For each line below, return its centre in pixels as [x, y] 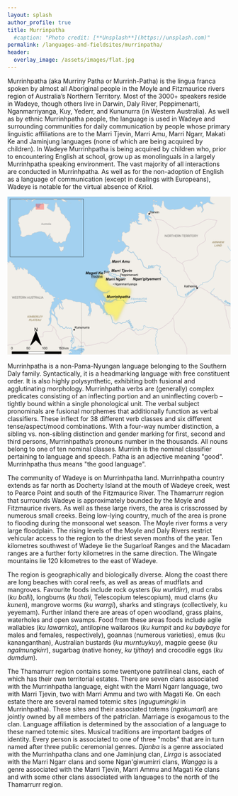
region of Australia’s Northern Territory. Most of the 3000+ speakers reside [117, 96]
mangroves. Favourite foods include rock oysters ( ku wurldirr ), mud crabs [115, 590]
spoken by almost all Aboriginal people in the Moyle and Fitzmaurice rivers [116, 88]
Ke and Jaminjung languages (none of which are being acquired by [105, 141]
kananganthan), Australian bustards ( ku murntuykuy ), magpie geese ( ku [112, 643]
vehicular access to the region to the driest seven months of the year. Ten [115, 538]
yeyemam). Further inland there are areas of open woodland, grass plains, [115, 612]
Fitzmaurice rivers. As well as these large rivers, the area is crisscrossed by [118, 508]
